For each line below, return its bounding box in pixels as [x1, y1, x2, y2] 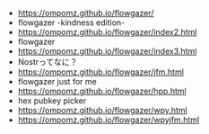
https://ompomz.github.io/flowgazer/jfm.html [17, 67, 184, 77]
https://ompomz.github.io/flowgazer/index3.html [17, 46, 197, 57]
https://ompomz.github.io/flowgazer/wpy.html [17, 105, 187, 115]
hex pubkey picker [17, 95, 87, 106]
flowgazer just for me [17, 76, 97, 86]
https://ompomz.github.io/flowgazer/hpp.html [17, 85, 187, 96]
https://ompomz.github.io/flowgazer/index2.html [17, 27, 197, 37]
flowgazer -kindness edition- [17, 17, 126, 28]
